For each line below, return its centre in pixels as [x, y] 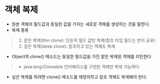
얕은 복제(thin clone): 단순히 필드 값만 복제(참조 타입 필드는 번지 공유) [89, 40]
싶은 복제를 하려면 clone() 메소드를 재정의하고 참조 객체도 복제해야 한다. [79, 77]
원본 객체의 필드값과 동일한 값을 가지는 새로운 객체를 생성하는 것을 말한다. [81, 24]
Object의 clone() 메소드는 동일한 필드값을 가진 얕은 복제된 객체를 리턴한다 [81, 56]
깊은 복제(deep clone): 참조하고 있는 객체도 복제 [69, 46]
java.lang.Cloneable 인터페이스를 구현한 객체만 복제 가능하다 [81, 66]
